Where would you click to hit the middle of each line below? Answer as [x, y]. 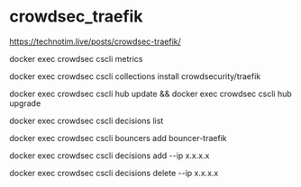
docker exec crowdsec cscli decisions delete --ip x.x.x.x [114, 173]
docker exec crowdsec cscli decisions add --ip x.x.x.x [109, 156]
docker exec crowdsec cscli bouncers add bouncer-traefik [118, 138]
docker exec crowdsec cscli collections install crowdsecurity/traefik [135, 76]
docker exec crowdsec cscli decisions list [87, 120]
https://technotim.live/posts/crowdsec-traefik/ [96, 41]
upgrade [25, 103]
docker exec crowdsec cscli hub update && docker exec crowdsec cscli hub [151, 93]
